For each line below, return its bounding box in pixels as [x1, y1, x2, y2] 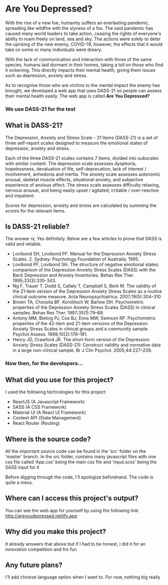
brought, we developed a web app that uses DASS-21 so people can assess [5, 87, 162, 93]
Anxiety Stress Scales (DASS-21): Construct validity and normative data [12, 342, 161, 348]
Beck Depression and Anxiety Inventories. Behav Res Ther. [12, 272, 135, 278]
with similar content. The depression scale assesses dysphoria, [5, 160, 137, 167]
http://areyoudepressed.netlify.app [5, 513, 77, 519]
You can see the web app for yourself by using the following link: [5, 507, 140, 513]
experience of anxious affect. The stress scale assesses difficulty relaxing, [5, 182, 160, 188]
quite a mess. [5, 480, 33, 486]
